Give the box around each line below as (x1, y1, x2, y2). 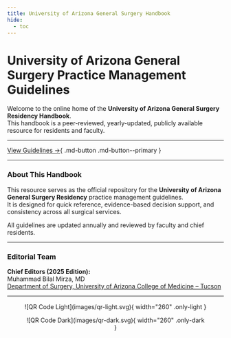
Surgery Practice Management (7, 67, 187, 83)
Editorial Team (7, 252, 56, 262)
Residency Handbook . (7, 112, 71, 120)
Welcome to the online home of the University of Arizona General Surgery (7, 105, 220, 113)
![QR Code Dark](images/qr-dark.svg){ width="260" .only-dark (26, 316, 205, 324)
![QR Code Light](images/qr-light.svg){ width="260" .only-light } (24, 302, 207, 310)
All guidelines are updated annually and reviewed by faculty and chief (7, 221, 205, 229)
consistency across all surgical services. (7, 207, 122, 215)
